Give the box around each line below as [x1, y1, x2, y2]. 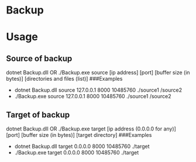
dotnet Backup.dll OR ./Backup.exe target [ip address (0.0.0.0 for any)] [6, 125, 177, 132]
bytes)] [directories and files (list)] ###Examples [6, 75, 123, 82]
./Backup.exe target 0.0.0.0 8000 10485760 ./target [14, 149, 139, 156]
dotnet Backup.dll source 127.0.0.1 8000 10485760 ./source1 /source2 [14, 87, 183, 94]
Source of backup [6, 53, 73, 63]
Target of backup [6, 109, 70, 120]
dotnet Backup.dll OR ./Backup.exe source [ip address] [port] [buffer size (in [6, 69, 190, 76]
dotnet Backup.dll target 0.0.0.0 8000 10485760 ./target [14, 143, 150, 150]
